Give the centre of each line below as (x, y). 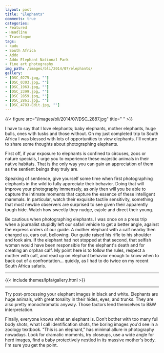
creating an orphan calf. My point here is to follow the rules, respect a (75, 250)
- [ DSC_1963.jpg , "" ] (27, 87)
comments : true (20, 19)
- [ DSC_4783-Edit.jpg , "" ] (32, 105)
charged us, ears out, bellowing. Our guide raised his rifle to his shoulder (78, 235)
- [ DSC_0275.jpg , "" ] (27, 78)
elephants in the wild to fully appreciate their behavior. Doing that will (74, 184)
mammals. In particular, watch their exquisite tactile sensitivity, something (79, 199)
